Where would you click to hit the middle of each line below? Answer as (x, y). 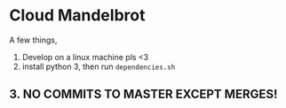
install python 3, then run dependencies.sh (99, 66)
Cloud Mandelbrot (77, 15)
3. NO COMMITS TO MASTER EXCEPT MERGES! (143, 94)
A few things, (33, 40)
